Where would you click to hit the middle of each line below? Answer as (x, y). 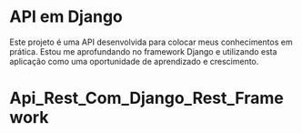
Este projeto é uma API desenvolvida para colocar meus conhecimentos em (151, 42)
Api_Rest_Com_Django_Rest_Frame (146, 98)
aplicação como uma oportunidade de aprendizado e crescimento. (134, 61)
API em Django (66, 17)
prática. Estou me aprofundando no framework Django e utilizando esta (143, 51)
